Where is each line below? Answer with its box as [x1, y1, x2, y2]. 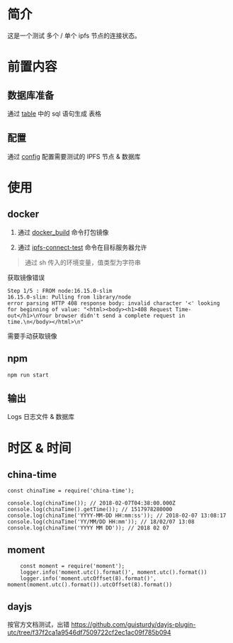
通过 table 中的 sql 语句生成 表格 [7, 109, 101, 118]
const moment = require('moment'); [20, 563, 125, 570]
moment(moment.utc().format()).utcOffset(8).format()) [7, 581, 173, 588]
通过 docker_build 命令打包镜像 [17, 228, 109, 236]
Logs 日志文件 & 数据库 [7, 413, 75, 421]
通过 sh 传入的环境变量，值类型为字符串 [24, 258, 142, 267]
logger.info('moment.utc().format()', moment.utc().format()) [20, 569, 208, 576]
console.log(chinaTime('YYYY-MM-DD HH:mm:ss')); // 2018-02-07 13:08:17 [7, 512, 227, 520]
